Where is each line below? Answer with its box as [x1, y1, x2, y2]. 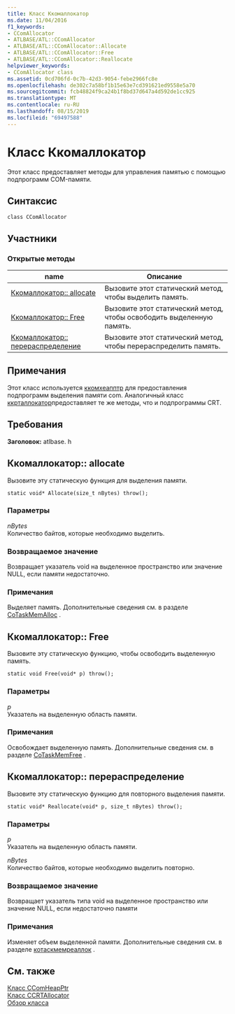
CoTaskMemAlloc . [7, 610, 62, 619]
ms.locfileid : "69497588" [7, 114, 83, 121]
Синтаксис [7, 195, 57, 207]
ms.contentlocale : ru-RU [7, 101, 80, 108]
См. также [7, 965, 56, 977]
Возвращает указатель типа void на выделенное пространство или [7, 897, 208, 906]
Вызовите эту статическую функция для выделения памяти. [7, 476, 187, 485]
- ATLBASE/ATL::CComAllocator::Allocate [7, 43, 127, 50]
